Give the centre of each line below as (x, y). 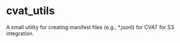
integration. (20, 33)
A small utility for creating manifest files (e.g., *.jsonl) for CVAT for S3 (90, 27)
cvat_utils (30, 11)
